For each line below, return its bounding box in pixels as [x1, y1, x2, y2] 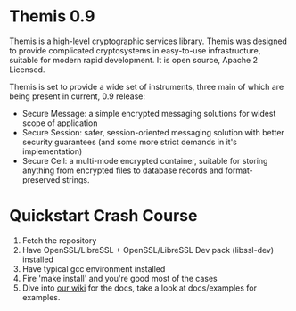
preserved [21, 174, 61, 184]
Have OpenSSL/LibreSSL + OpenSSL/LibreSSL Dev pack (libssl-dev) [21, 244, 275, 255]
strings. [62, 174, 90, 184]
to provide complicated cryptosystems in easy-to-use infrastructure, [9, 45, 261, 55]
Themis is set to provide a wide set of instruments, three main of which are [9, 81, 284, 92]
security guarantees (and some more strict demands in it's [21, 136, 238, 147]
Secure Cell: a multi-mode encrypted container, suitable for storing [21, 155, 268, 166]
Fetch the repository [21, 234, 97, 246]
